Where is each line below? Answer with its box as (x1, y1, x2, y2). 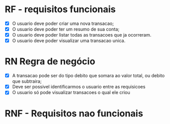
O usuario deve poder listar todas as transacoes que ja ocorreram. (12, 32, 152, 38)
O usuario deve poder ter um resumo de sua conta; (12, 26, 120, 32)
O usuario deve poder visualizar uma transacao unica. (12, 38, 126, 44)
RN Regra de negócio (5, 56, 95, 67)
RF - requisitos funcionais (5, 4, 116, 15)
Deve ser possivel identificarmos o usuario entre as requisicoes (12, 84, 146, 90)
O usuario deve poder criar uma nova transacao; (12, 20, 114, 26)
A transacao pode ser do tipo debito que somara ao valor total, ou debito (12, 73, 165, 79)
